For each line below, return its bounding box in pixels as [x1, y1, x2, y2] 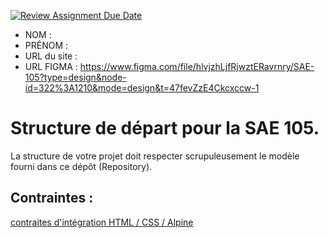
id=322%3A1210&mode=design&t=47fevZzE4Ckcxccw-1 [24, 82, 260, 94]
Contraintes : [10, 190, 94, 207]
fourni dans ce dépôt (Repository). [10, 160, 153, 172]
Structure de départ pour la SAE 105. [10, 117, 320, 140]
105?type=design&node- [24, 71, 127, 83]
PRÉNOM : [24, 40, 69, 51]
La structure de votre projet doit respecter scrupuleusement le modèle [10, 150, 300, 162]
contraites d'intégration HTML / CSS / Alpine [10, 216, 194, 228]
